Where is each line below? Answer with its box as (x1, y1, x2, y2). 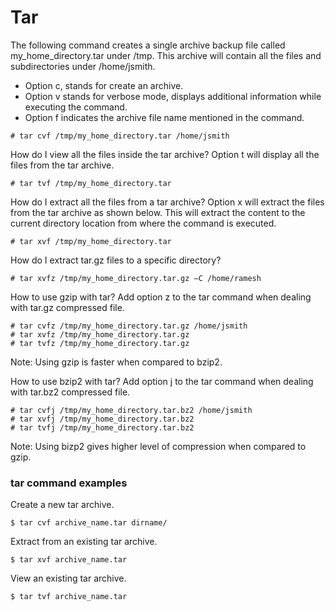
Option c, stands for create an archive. (24, 79, 184, 91)
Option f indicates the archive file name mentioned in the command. (24, 111, 305, 123)
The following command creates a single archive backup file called (10, 39, 286, 51)
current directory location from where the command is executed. (10, 217, 277, 229)
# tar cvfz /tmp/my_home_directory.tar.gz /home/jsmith (10, 321, 248, 331)
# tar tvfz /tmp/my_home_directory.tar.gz (10, 338, 190, 348)
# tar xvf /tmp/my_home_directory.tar (10, 236, 172, 246)
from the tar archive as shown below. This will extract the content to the (10, 206, 306, 218)
